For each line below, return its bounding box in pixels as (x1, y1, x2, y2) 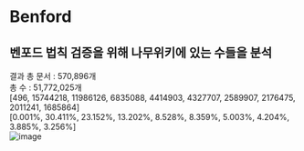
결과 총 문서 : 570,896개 (9, 71, 97, 81)
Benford (9, 6, 72, 27)
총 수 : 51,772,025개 (9, 82, 82, 93)
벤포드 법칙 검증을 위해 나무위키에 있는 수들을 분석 (9, 45, 272, 60)
